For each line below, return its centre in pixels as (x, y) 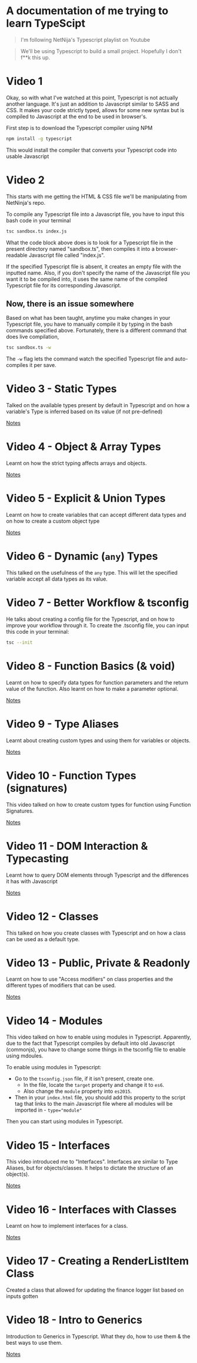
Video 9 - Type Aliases (63, 724)
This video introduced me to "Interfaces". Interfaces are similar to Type (92, 1162)
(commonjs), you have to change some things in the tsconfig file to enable (96, 1050)
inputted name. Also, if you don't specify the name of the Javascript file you (98, 273)
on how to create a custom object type (53, 521)
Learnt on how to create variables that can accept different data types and (96, 515)
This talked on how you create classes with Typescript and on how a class (96, 933)
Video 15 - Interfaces (58, 1145)
